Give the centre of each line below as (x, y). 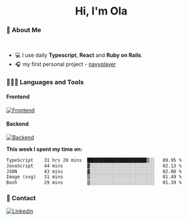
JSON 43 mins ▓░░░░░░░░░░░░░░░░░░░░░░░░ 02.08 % (94, 171)
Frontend (18, 97)
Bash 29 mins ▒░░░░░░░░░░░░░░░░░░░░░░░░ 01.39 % (94, 183)
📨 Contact (21, 198)
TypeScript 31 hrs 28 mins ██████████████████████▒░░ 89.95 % (94, 160)
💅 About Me (24, 30)
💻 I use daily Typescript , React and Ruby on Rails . (79, 55)
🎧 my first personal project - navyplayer (65, 64)
